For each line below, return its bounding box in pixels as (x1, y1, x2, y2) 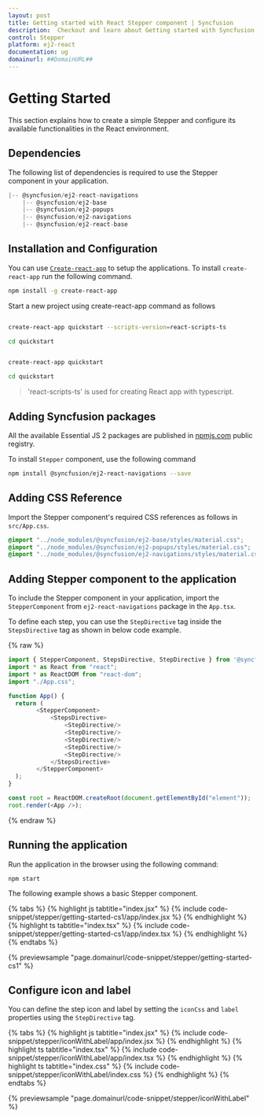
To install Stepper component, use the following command (8, 455, 196, 463)
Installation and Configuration (8, 242, 158, 256)
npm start (8, 875, 41, 882)
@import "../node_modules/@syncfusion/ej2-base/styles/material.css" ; (8, 536, 244, 544)
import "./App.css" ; (8, 678, 76, 685)
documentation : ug (8, 48, 68, 56)
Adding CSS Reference (8, 492, 123, 505)
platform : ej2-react (8, 41, 76, 49)
